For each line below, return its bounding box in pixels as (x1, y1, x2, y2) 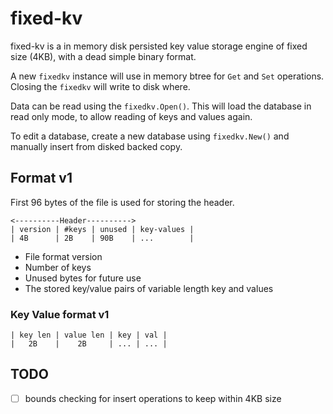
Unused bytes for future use (24, 272, 142, 284)
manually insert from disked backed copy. (10, 140, 183, 152)
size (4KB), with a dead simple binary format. (10, 50, 197, 62)
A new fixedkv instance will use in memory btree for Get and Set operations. (10, 70, 325, 82)
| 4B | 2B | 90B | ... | (10, 233, 195, 243)
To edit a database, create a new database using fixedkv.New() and (10, 130, 290, 142)
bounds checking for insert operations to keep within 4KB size (24, 392, 282, 404)
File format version (24, 250, 103, 262)
